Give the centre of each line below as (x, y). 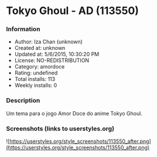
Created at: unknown (40, 48)
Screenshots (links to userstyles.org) (60, 128)
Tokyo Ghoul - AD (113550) (73, 11)
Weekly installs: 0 (36, 86)
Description (23, 101)
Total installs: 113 (35, 79)
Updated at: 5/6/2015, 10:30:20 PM (57, 54)
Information (23, 29)
